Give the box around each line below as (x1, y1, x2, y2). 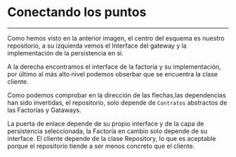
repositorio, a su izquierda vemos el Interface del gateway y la (7, 41, 188, 50)
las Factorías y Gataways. (7, 106, 82, 114)
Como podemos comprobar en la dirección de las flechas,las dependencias (7, 90, 226, 99)
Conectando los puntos (7, 4, 147, 20)
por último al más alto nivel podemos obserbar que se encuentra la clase (7, 69, 218, 78)
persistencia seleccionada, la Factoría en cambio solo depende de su (7, 127, 208, 135)
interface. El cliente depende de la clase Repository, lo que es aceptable (7, 134, 216, 142)
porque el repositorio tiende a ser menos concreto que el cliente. (7, 142, 195, 150)
